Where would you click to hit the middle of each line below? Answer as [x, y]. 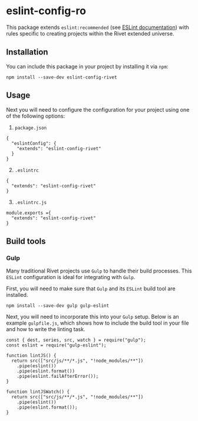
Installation [27, 52]
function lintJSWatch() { [38, 392]
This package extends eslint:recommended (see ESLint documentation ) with [98, 27]
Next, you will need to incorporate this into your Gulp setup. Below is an [93, 317]
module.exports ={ [29, 213]
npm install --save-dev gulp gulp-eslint [58, 306]
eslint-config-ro [46, 11]
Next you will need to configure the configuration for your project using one [98, 109]
